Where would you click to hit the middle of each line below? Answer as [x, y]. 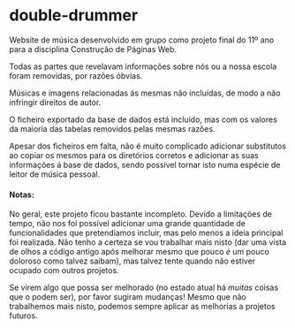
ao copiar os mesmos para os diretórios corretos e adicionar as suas [134, 155]
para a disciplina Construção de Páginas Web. [93, 49]
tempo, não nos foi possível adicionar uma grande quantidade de [127, 224]
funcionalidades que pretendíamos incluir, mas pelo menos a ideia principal [146, 233]
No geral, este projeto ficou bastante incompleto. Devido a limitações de [140, 214]
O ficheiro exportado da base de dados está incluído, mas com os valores [144, 119]
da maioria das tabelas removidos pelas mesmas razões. [112, 128]
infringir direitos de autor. [55, 102]
